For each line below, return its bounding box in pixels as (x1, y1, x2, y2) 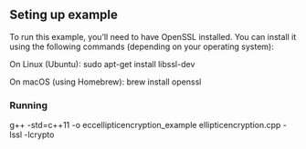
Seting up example (9, 7, 119, 23)
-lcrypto (24, 129, 55, 140)
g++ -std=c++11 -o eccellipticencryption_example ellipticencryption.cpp (9, 120, 281, 131)
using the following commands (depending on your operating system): (9, 41, 274, 52)
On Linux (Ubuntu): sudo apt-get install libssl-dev (9, 58, 195, 69)
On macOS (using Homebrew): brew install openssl (9, 76, 202, 87)
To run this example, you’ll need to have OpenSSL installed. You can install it (9, 31, 297, 42)
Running (9, 99, 48, 112)
